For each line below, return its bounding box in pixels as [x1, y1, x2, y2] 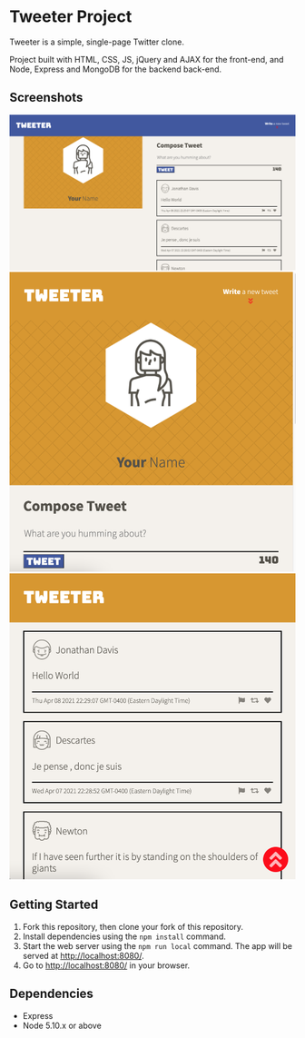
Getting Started [9, 897, 99, 913]
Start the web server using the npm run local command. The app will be [22, 940, 293, 951]
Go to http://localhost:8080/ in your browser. [22, 960, 191, 971]
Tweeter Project [9, 6, 133, 27]
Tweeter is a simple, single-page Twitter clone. [9, 36, 184, 47]
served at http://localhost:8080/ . [22, 950, 144, 961]
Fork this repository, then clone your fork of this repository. [22, 921, 243, 932]
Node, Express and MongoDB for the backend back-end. [9, 64, 222, 74]
